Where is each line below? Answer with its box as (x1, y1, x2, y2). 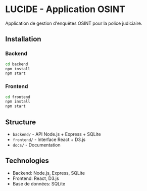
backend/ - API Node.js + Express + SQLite (12, 131, 101, 137)
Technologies (5, 157, 50, 165)
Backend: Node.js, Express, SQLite (12, 170, 85, 176)
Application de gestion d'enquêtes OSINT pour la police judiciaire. (5, 20, 142, 26)
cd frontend (5, 94, 30, 100)
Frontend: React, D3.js (12, 175, 59, 181)
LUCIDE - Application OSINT (5, 4, 125, 15)
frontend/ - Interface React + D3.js (12, 136, 86, 142)
